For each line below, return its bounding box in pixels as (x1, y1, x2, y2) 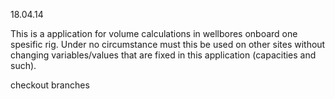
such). (10, 60, 37, 71)
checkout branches (10, 79, 90, 91)
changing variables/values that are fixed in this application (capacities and (10, 49, 317, 61)
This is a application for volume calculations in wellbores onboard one (10, 28, 298, 39)
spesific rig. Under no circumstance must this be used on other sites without (10, 39, 326, 50)
